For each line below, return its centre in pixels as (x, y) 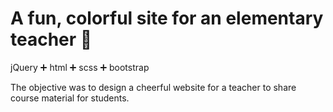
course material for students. (70, 98)
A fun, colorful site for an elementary (167, 18)
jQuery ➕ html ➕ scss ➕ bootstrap (80, 67)
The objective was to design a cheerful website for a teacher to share (153, 87)
